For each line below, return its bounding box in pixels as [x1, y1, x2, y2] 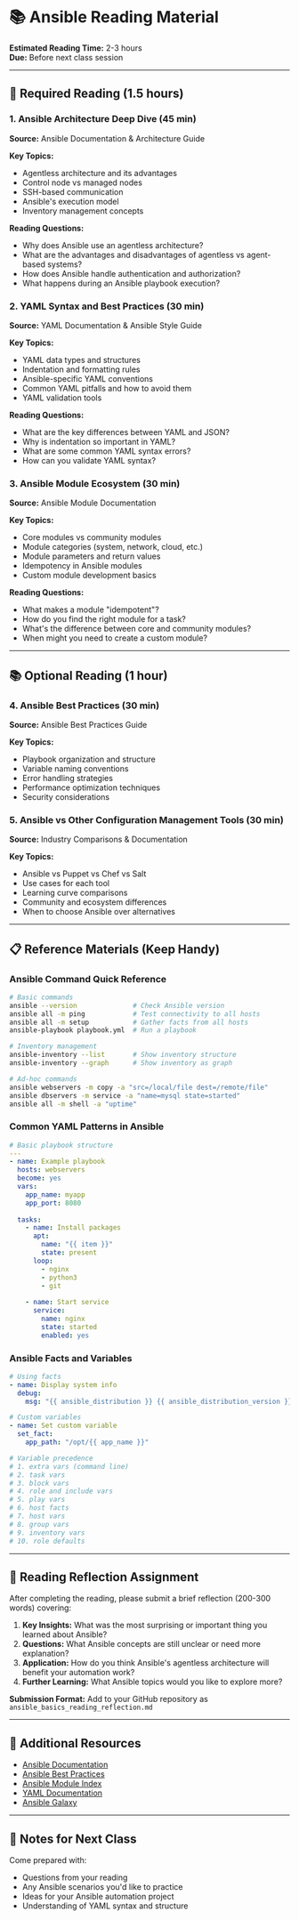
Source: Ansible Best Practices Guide [9, 719, 148, 730]
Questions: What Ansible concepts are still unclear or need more [21, 1639, 261, 1650]
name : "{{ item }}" [41, 1240, 114, 1249]
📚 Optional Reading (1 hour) [9, 668, 168, 683]
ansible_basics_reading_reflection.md [9, 1703, 153, 1713]
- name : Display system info [9, 1380, 117, 1389]
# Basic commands [9, 993, 74, 1002]
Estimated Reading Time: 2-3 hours [9, 42, 142, 53]
